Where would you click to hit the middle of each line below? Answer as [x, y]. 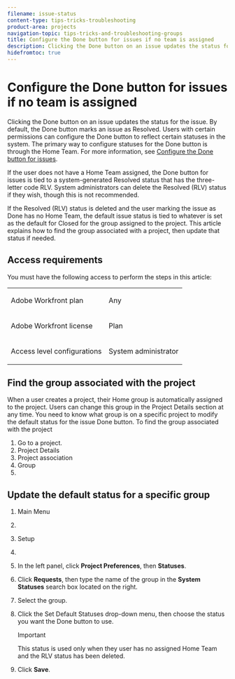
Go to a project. [40, 443]
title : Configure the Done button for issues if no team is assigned [111, 40]
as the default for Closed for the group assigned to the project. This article [114, 223]
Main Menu [34, 512]
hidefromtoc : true [34, 53]
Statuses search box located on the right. [77, 587]
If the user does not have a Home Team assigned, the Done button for [108, 172]
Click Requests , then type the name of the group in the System [109, 580]
